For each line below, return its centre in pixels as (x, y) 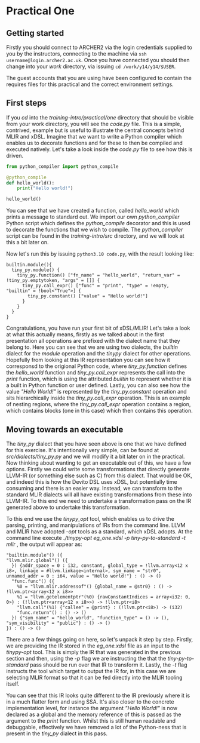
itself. (13, 684)
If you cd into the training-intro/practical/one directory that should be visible (100, 117)
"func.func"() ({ (33, 581)
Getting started (35, 33)
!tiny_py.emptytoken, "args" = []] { (53, 281)
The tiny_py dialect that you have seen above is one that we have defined (96, 444)
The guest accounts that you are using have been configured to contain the (99, 78)
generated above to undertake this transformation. (68, 507)
